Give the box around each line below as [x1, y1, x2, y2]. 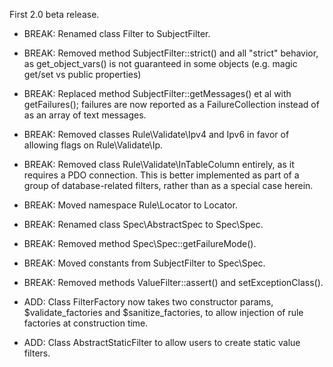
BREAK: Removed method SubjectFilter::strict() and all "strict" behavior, [23, 47, 319, 59]
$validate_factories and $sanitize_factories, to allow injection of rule [23, 307, 304, 318]
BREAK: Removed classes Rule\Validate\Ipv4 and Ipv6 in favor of [23, 129, 290, 140]
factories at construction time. [23, 317, 149, 329]
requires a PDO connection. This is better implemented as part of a [23, 169, 300, 181]
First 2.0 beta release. [9, 9, 100, 20]
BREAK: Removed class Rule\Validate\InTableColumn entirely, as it [23, 159, 295, 170]
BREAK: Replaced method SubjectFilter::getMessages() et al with [23, 88, 292, 99]
